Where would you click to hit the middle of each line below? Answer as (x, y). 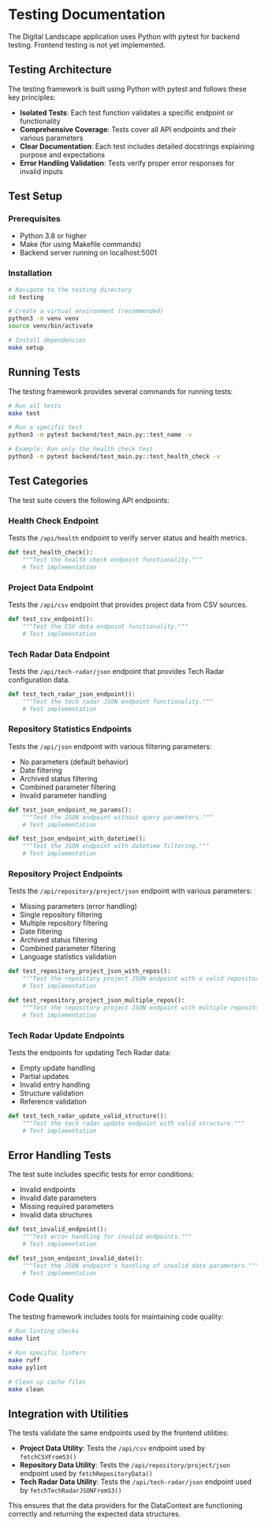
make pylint (28, 1367)
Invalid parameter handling (63, 795)
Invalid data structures (56, 1215)
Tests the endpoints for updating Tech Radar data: (90, 1052)
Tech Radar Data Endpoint (59, 654)
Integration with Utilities (69, 1414)
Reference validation (53, 1101)
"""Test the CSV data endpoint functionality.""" (106, 627)
